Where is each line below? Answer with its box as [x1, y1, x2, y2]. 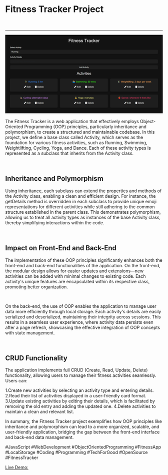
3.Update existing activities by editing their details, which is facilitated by [5, 398, 155, 404]
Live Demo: [5, 464, 28, 470]
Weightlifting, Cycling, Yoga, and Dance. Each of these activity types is [5, 145, 151, 151]
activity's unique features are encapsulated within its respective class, [5, 278, 150, 284]
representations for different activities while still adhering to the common [5, 204, 155, 210]
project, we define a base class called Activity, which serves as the [5, 134, 143, 140]
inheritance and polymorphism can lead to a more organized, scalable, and [5, 424, 159, 430]
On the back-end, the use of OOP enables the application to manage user [5, 303, 156, 309]
